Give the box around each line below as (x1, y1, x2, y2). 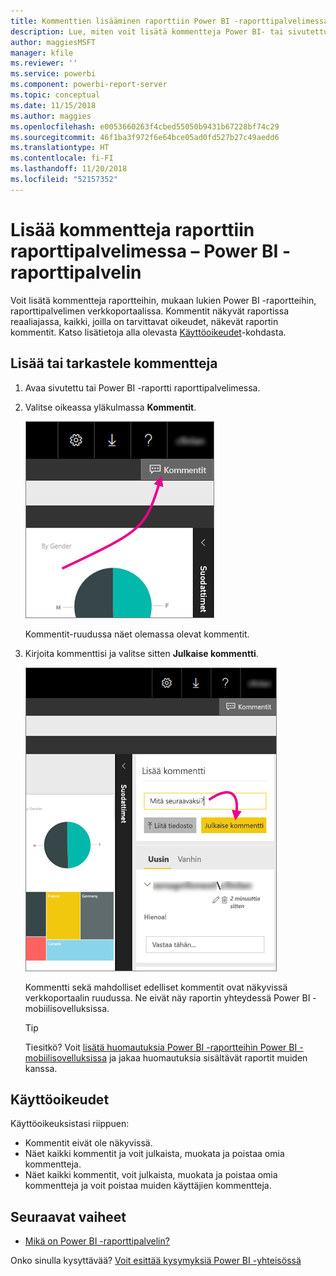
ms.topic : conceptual (10, 90, 101, 100)
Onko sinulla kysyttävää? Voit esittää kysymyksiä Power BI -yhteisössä (10, 1255, 302, 1267)
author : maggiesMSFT (10, 37, 97, 47)
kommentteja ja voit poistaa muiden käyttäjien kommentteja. (24, 1180, 272, 1192)
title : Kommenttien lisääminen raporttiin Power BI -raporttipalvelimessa (10, 16, 329, 26)
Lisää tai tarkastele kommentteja (10, 355, 218, 372)
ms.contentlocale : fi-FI (10, 153, 114, 164)
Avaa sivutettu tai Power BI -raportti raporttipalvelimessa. (24, 381, 261, 394)
